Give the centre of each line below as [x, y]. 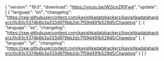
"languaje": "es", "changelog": [35, 28]
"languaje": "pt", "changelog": [35, 43]
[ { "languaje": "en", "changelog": [39, 12]
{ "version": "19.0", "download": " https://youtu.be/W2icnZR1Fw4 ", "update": [81, 7]
